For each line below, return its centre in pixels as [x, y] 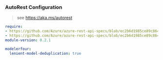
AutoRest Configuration [34, 7]
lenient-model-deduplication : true [45, 53]
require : [14, 27]
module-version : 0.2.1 [28, 40]
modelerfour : [18, 49]
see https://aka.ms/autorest [45, 18]
